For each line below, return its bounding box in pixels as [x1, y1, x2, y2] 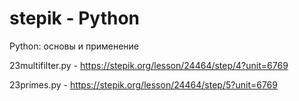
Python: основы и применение [9, 40, 140, 52]
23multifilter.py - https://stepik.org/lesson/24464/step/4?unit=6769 [9, 59, 289, 71]
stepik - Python [9, 7, 141, 30]
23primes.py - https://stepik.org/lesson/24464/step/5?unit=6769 [9, 78, 278, 91]
